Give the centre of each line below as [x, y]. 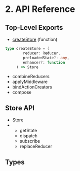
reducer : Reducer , [42, 53]
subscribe [30, 141]
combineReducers [31, 77]
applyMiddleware [30, 82]
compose [22, 92]
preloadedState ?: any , [46, 58]
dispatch [29, 136]
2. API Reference [40, 9]
